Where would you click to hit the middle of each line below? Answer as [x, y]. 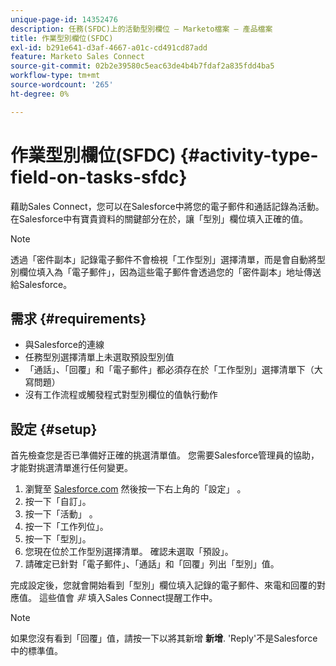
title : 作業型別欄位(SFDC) [62, 38]
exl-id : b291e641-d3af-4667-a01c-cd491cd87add [109, 47]
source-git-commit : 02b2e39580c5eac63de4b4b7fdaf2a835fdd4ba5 [142, 66]
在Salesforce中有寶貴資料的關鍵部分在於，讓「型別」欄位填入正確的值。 [159, 218]
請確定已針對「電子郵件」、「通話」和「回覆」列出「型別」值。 [152, 564]
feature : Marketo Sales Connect [77, 57]
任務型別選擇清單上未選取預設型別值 [99, 357]
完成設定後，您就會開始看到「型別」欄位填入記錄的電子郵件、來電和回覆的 [163, 585]
